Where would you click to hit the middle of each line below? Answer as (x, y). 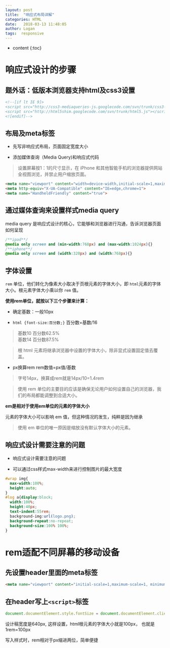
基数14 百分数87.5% (38, 339)
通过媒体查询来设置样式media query (62, 211)
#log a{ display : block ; (29, 498)
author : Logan (20, 29)
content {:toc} (27, 48)
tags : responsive (25, 33)
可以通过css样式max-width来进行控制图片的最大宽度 (67, 469)
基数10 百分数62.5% (38, 333)
